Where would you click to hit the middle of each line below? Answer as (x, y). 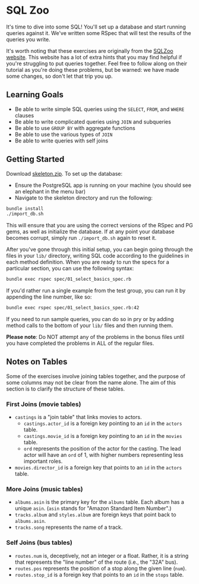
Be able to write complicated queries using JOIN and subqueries (93, 122)
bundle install (25, 208)
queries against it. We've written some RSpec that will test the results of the (99, 33)
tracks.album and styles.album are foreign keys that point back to (95, 515)
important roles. (43, 461)
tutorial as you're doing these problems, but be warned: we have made (93, 69)
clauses (24, 115)
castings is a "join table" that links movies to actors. (78, 417)
